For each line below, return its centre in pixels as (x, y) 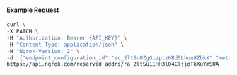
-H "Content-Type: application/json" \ (65, 45)
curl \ (16, 25)
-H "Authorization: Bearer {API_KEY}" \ (67, 38)
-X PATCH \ (23, 32)
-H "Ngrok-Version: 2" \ (43, 51)
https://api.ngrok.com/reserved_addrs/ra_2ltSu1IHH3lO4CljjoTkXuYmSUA (113, 64)
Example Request (33, 10)
